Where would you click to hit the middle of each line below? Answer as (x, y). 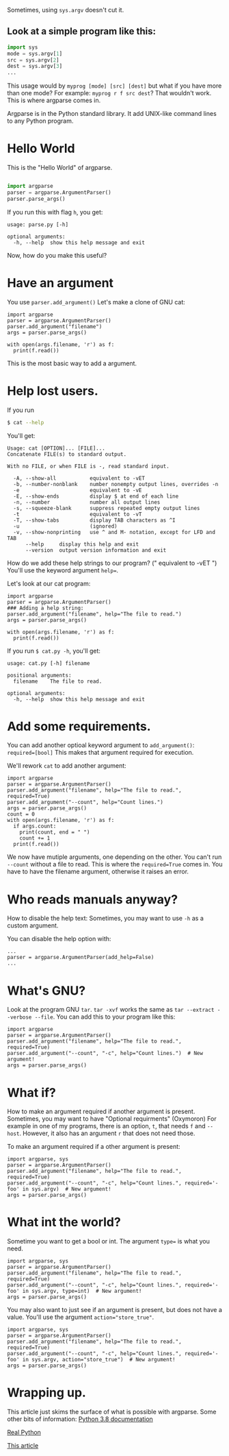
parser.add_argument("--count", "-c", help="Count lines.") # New (105, 1054)
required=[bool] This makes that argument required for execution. (100, 753)
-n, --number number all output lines (87, 502)
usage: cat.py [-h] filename (49, 663)
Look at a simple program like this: (81, 31)
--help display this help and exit (82, 544)
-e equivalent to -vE (78, 490)
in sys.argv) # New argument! (67, 1189)
